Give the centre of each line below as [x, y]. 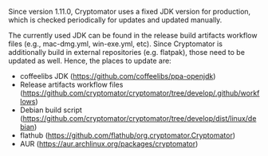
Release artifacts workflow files [71, 84]
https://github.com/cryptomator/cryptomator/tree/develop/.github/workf [141, 93]
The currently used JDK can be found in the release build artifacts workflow [133, 35]
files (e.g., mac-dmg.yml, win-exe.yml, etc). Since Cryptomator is [116, 44]
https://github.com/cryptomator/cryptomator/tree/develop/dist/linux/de [140, 118]
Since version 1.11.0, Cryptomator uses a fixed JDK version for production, [130, 12]
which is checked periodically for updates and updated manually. [115, 20]
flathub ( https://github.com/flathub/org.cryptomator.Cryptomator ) [128, 135]
